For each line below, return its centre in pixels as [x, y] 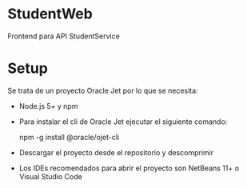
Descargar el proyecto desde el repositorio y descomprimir [116, 152]
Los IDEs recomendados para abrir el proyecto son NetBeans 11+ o [129, 168]
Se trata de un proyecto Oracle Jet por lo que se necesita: [103, 90]
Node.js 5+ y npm [48, 106]
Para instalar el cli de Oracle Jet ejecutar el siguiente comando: [123, 122]
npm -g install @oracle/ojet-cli [69, 137]
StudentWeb [50, 14]
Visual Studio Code [51, 176]
